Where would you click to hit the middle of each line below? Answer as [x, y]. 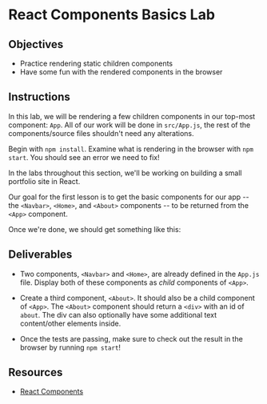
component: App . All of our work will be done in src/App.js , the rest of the [130, 125]
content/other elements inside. [70, 323]
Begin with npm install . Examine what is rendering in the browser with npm [131, 149]
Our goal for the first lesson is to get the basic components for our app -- [129, 197]
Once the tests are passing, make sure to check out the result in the [132, 338]
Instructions [39, 97]
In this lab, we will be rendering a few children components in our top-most [132, 116]
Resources [36, 372]
